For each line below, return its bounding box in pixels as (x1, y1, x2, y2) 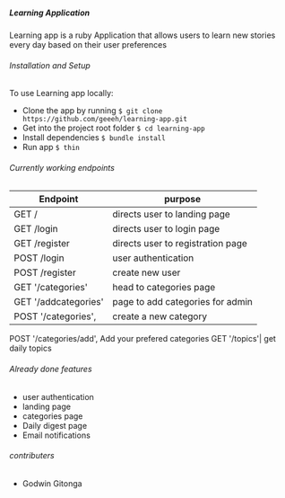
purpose (164, 193, 202, 206)
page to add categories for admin (112, 296, 253, 308)
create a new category (112, 310, 208, 323)
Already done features (9, 363, 92, 374)
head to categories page (112, 281, 216, 294)
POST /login (13, 252, 65, 264)
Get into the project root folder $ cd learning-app (22, 122, 205, 134)
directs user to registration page (112, 237, 248, 250)
